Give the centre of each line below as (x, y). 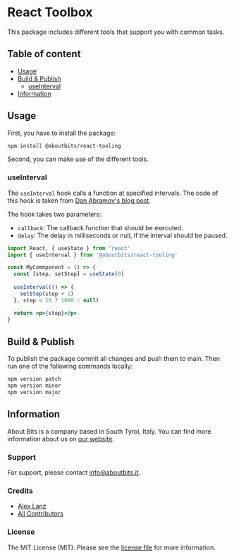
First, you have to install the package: (62, 133)
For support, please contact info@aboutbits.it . (74, 473)
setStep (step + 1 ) (47, 294)
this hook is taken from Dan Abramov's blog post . (79, 200)
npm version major (34, 393)
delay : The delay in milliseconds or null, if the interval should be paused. (122, 235)
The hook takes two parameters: (55, 214)
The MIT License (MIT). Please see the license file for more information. (112, 547)
